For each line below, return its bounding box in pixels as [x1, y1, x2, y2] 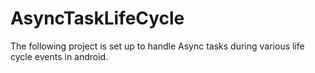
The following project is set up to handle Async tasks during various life [10, 40, 305, 52]
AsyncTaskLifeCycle [10, 7, 185, 30]
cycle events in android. [10, 50, 109, 62]
